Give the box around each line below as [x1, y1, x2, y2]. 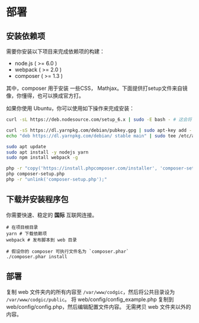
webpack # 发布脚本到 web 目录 [6, 237, 77, 243]
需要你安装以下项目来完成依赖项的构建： [6, 48, 105, 55]
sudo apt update [6, 143, 46, 149]
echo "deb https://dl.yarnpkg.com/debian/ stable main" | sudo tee [6, 133, 176, 139]
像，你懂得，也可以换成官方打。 [6, 92, 84, 99]
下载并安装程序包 [6, 195, 69, 205]
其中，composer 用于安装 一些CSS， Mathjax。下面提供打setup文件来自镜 [6, 84, 188, 92]
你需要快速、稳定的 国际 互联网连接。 [6, 211, 98, 218]
